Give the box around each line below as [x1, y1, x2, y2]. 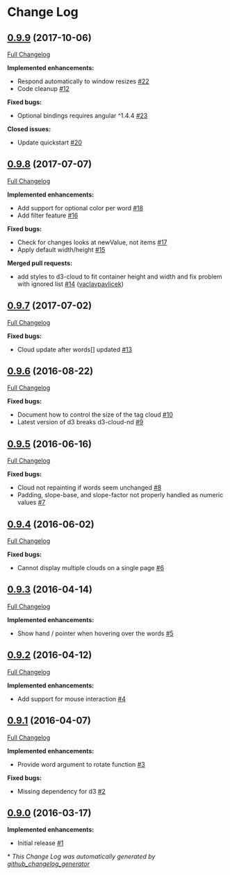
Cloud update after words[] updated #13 [17, 345, 133, 353]
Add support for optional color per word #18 [17, 203, 144, 212]
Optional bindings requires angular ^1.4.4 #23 [17, 112, 148, 119]
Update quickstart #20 [17, 138, 82, 147]
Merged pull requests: [7, 258, 73, 267]
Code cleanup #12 [17, 85, 69, 92]
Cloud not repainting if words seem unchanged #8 [17, 483, 162, 492]
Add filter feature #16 [17, 211, 79, 219]
